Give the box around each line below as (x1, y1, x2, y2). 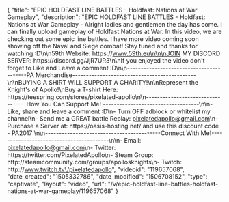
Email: (124, 136, 142, 144)
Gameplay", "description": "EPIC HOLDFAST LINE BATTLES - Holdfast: (7, 13, 206, 21)
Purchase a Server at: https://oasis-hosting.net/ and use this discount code (7, 122, 219, 130)
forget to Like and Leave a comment (7, 64, 109, 72)
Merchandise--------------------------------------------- (35, 71, 197, 79)
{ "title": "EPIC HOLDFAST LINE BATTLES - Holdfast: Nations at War (7, 6, 198, 14)
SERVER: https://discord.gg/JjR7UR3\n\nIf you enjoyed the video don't (7, 57, 205, 64)
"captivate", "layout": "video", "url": (7, 180, 107, 188)
